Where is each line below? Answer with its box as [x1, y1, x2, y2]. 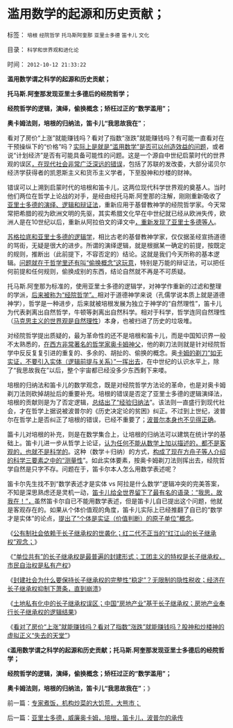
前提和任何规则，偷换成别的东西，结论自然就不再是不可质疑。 [12, 267, 189, 275]
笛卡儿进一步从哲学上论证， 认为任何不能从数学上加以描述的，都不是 [25, 438, 220, 447]
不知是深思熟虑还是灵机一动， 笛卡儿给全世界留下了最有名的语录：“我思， [7, 488, 217, 496]
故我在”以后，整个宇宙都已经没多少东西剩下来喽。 [28, 365, 171, 374]
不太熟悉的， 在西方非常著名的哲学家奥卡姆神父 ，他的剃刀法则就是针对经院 [7, 340, 220, 348]
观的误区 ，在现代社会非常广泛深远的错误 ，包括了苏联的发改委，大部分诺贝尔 [7, 159, 226, 168]
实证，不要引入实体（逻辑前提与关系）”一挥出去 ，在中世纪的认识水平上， [7, 357, 214, 365]
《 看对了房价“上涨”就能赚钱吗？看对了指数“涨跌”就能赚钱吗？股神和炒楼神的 [7, 622, 225, 631]
